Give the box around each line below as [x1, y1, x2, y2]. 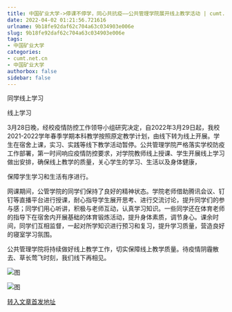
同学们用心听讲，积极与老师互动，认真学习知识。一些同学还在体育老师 [25, 204, 225, 213]
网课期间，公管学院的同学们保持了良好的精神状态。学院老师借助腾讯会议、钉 [7, 187, 225, 195]
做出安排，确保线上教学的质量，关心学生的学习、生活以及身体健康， [7, 158, 201, 166]
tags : [7, 36, 23, 43]
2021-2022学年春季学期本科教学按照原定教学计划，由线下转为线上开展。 [7, 132, 214, 140]
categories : [7, 49, 41, 56]
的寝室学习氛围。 [7, 231, 56, 239]
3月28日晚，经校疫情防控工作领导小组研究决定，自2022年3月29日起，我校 [7, 124, 220, 132]
